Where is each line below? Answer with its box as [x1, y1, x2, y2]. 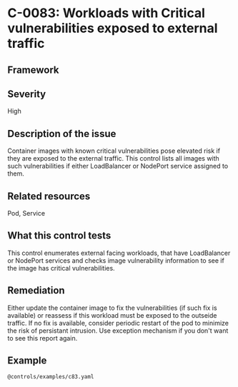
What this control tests [7, 230, 111, 242]
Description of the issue [7, 127, 116, 140]
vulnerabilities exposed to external [7, 20, 218, 36]
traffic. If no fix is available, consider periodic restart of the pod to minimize [7, 318, 229, 327]
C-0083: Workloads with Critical [7, 5, 206, 21]
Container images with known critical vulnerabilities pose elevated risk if [7, 146, 220, 155]
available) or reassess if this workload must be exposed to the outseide [7, 311, 217, 319]
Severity [7, 88, 46, 100]
